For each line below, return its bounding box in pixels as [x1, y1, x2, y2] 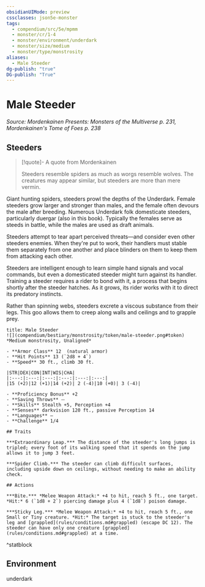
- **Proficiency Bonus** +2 [6, 391, 78, 397]
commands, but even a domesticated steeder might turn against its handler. [6, 271, 197, 278]
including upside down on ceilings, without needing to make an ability [6, 466, 196, 472]
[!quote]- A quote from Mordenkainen [21, 158, 117, 166]
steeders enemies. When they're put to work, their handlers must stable [6, 240, 187, 246]
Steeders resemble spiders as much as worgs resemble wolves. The [21, 171, 194, 177]
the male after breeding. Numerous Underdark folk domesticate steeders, [6, 209, 192, 215]
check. [6, 471, 23, 478]
